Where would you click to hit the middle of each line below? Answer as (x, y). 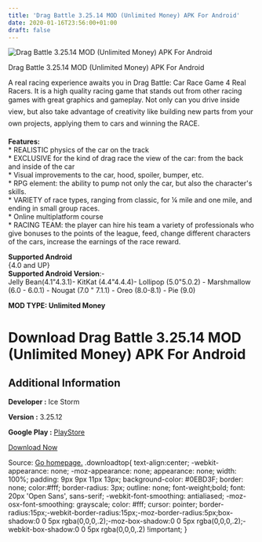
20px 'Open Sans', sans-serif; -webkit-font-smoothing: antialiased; (116, 496)
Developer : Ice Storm (44, 402)
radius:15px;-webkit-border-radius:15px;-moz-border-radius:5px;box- (121, 513)
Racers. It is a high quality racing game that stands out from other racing (125, 91)
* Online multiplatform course (56, 217)
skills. (17, 192)
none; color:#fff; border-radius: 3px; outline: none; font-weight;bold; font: (127, 488)
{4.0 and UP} (29, 266)
